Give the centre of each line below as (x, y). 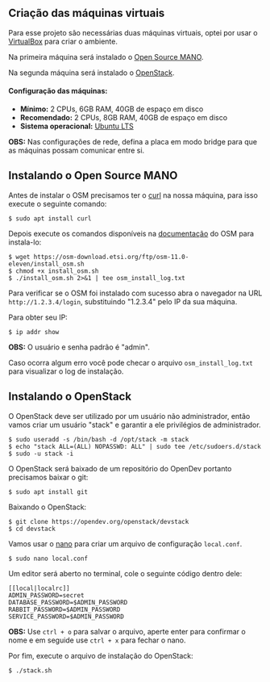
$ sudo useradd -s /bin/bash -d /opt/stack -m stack (99, 439)
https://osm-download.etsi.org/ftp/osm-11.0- (111, 257)
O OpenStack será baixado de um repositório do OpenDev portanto (120, 468)
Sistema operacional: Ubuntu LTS (77, 126)
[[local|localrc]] (39, 588)
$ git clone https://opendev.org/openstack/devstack (99, 521)
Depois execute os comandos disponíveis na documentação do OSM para (131, 233)
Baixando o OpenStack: (48, 507)
